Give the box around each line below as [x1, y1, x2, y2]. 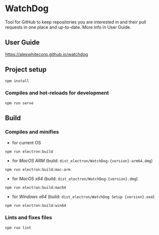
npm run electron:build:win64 [5, 203, 67, 208]
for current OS [12, 139, 41, 145]
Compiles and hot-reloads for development [5, 90, 109, 97]
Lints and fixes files [5, 214, 53, 221]
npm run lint [5, 225, 32, 230]
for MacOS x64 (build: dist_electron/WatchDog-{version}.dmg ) [12, 176, 138, 181]
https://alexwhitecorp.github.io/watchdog [5, 51, 88, 57]
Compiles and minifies [5, 129, 59, 136]
